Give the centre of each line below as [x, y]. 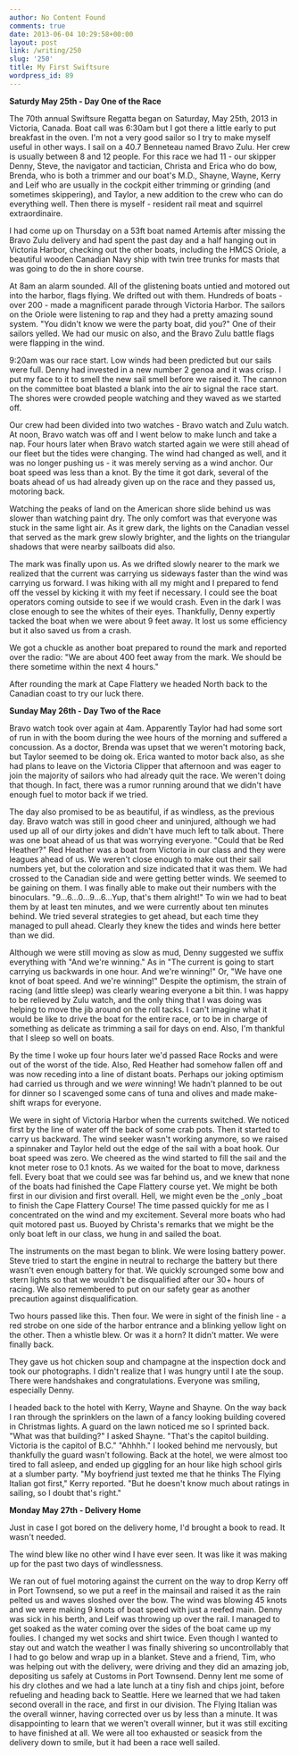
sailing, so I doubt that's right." [66, 1493]
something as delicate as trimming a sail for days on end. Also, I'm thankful [147, 1028]
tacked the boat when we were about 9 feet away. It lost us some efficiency [148, 621]
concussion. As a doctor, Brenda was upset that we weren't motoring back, [147, 747]
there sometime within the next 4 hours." [84, 666]
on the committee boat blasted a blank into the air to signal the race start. [144, 389]
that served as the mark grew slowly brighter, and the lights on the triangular [150, 537]
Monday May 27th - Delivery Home [75, 1509]
